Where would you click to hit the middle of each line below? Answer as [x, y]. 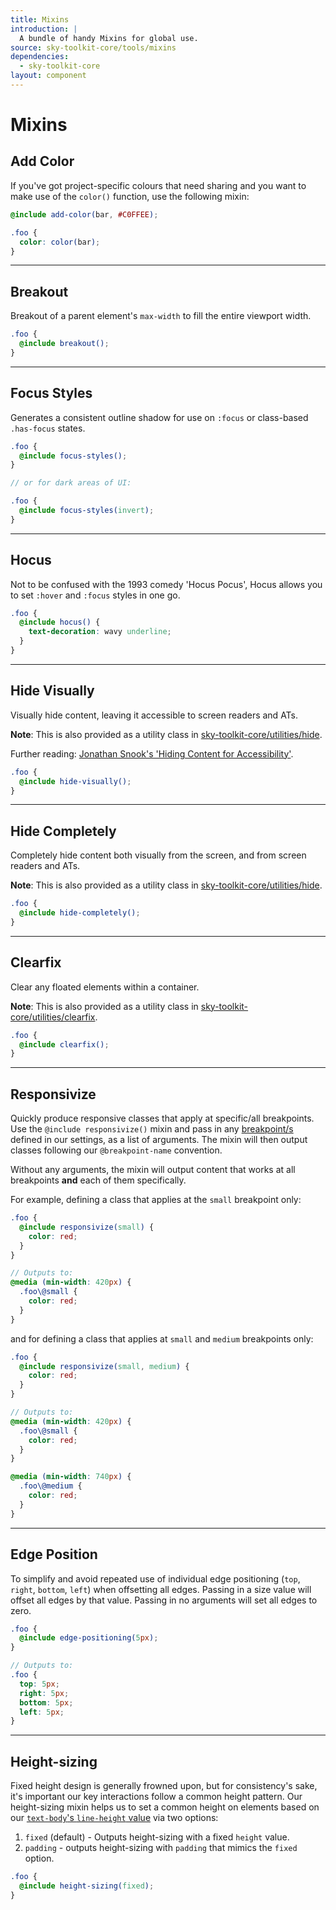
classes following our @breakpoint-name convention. [116, 1150]
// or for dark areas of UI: [71, 483]
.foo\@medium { [51, 1486]
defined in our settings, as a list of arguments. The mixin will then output [159, 1140]
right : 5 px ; [44, 1693]
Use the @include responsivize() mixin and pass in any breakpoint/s [152, 1129]
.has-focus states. [48, 428]
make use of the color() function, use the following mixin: [130, 196]
